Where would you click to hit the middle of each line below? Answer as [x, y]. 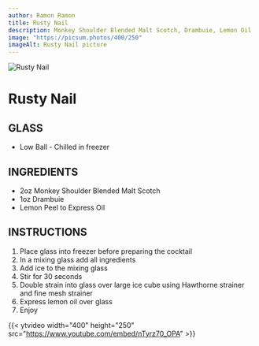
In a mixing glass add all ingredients [78, 259]
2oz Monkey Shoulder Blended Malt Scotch [90, 191]
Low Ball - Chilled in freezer [65, 147]
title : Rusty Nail [38, 23]
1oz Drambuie [42, 199]
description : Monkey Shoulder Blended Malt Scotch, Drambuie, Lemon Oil [130, 30]
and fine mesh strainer [56, 293]
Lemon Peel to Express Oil [62, 207]
